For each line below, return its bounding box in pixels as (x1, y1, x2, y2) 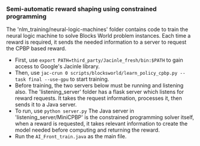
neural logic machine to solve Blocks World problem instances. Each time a (6, 32, 191, 39)
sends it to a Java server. (14, 101, 77, 108)
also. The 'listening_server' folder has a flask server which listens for (14, 89, 184, 96)
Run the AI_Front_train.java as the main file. (14, 133, 127, 140)
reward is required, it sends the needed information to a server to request (6, 38, 187, 46)
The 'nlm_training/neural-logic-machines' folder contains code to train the (6, 26, 189, 33)
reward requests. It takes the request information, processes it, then (14, 95, 182, 102)
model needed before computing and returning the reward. (14, 126, 160, 133)
